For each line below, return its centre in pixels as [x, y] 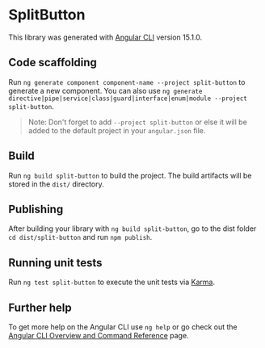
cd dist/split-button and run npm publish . [80, 237]
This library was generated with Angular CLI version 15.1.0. [105, 37]
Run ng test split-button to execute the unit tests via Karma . [112, 282]
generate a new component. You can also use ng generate [105, 90]
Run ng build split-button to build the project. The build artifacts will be [130, 175]
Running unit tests [55, 263]
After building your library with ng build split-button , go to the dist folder [132, 229]
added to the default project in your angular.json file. [117, 130]
